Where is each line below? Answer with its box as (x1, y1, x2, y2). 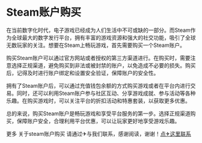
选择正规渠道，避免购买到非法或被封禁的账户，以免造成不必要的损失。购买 (11, 61, 196, 69)
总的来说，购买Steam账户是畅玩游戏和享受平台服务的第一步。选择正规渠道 (6, 109, 191, 117)
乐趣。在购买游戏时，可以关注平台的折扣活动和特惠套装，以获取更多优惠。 (6, 97, 191, 104)
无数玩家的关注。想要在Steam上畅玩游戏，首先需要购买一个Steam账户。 (6, 41, 185, 49)
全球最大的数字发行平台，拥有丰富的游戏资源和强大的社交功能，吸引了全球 (11, 34, 196, 41)
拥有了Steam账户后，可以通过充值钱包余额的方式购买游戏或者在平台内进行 (6, 82, 191, 89)
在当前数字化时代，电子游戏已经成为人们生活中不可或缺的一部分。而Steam (6, 26, 191, 34)
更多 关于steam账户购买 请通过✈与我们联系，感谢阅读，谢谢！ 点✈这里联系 (6, 130, 191, 137)
